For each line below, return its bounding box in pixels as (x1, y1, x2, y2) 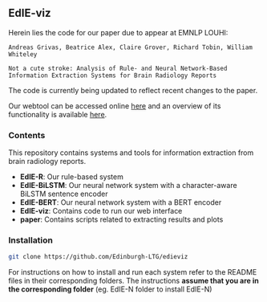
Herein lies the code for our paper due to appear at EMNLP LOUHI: (8, 27, 229, 37)
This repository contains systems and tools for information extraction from (8, 148, 254, 157)
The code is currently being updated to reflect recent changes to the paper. (8, 85, 258, 95)
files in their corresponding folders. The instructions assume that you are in (8, 276, 259, 286)
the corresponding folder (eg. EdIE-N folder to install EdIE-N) (8, 284, 212, 294)
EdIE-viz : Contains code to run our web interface (19, 206, 183, 216)
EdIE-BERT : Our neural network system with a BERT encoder (19, 198, 222, 207)
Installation (8, 235, 54, 246)
